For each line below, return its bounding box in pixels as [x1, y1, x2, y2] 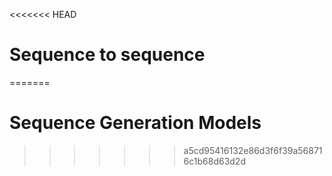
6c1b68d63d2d [183, 155, 246, 167]
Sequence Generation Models [9, 112, 262, 134]
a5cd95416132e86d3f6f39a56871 [183, 144, 323, 156]
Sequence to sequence [9, 44, 206, 66]
